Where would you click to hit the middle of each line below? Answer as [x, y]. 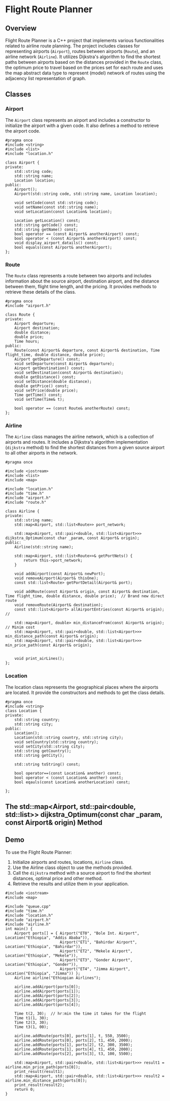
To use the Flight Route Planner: [39, 852]
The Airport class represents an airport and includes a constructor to [78, 120]
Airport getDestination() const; [50, 368]
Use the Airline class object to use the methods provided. [73, 867]
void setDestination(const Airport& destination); [69, 373]
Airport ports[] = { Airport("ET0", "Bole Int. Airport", [77, 933]
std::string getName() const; [46, 229]
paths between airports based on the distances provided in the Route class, [84, 62]
